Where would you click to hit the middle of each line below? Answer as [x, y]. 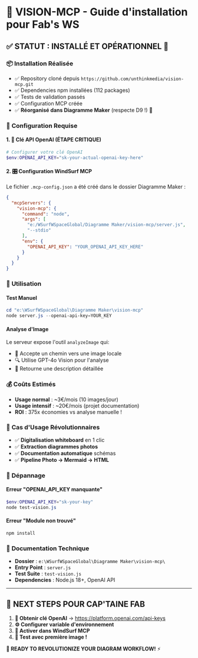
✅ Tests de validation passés [50, 97]
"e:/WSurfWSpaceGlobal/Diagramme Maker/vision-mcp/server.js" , [106, 225]
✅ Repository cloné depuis [47, 78]
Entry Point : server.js [43, 567]
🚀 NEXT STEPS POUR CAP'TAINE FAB [76, 604]
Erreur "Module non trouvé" [41, 521]
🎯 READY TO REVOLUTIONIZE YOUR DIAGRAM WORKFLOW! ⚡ [83, 649]
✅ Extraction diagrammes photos [56, 447]
